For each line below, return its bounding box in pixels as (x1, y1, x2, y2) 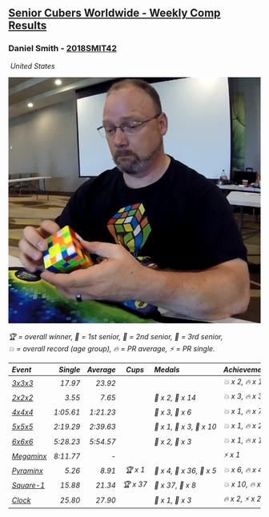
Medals (154, 364, 180, 375)
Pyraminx (11, 466, 44, 475)
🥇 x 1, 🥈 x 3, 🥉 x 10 (154, 422, 217, 431)
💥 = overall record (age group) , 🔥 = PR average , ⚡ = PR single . (8, 344, 215, 354)
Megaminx (11, 451, 47, 461)
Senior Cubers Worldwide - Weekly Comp (8, 6, 221, 20)
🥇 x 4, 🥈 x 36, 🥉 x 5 (154, 466, 217, 475)
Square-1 (11, 480, 46, 491)
